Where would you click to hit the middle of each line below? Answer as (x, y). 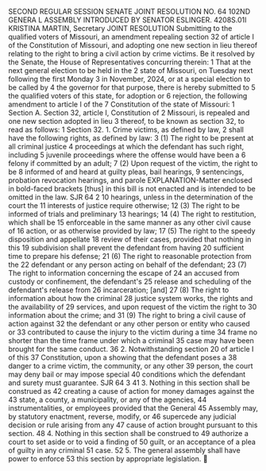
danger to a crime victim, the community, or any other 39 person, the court (131, 366)
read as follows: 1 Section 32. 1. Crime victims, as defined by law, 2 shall (126, 129)
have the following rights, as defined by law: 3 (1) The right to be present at (131, 138)
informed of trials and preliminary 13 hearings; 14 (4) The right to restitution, (132, 214)
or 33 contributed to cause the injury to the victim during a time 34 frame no (133, 332)
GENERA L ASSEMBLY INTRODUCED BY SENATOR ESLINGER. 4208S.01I (128, 20)
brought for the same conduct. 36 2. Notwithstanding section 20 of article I (131, 349)
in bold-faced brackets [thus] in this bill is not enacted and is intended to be (132, 189)
